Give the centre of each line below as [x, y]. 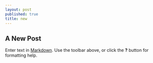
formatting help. [21, 55]
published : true [22, 14]
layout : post [18, 10]
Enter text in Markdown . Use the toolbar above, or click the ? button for [77, 50]
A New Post [23, 38]
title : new [16, 19]
